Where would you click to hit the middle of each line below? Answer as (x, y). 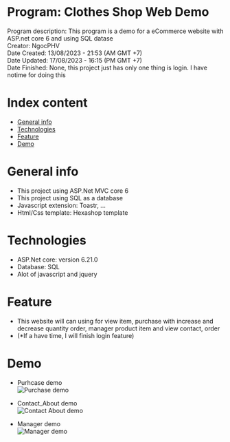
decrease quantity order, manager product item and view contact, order (118, 328)
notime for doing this (37, 75)
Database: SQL (38, 266)
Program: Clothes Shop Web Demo (108, 12)
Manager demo (38, 423)
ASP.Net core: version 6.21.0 (57, 260)
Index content (47, 103)
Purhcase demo (39, 382)
